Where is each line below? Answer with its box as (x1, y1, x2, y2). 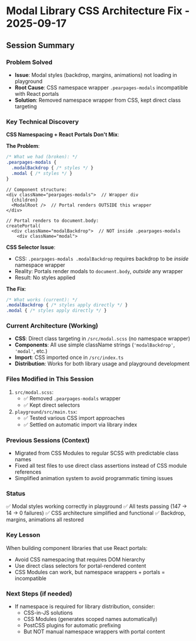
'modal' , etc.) (14, 348, 48, 355)
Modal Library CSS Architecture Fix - (6, 4, 190, 18)
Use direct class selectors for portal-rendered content (14, 562, 146, 569)
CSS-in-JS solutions (23, 609, 73, 616)
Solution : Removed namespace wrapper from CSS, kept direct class (14, 96, 181, 103)
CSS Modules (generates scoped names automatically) (23, 615, 158, 622)
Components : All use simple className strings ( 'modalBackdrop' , (14, 341, 175, 348)
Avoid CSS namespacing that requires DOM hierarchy (14, 556, 145, 563)
